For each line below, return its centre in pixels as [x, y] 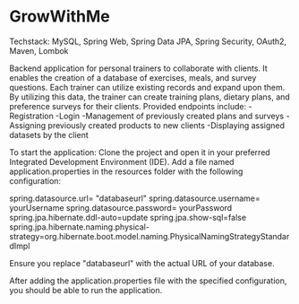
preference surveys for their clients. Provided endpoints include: [128, 106]
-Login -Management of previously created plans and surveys [170, 116]
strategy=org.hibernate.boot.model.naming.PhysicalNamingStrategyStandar [149, 236]
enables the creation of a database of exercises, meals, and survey [133, 77]
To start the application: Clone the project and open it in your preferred [140, 152]
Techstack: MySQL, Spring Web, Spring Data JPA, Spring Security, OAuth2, [148, 41]
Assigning [28, 125]
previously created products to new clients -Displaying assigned [166, 125]
